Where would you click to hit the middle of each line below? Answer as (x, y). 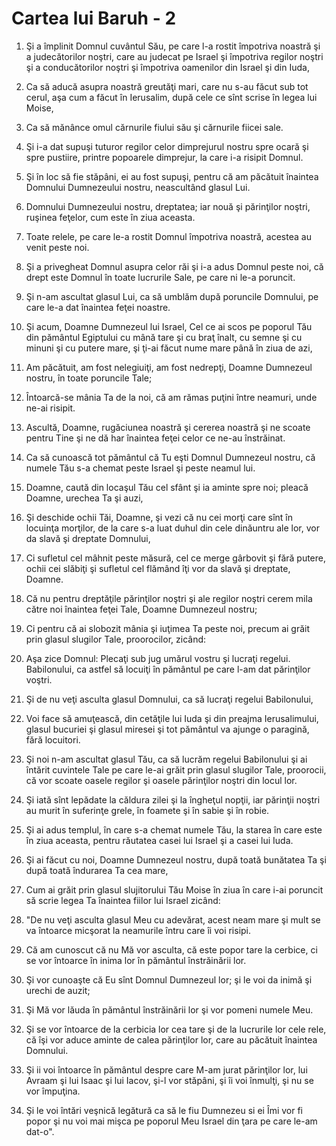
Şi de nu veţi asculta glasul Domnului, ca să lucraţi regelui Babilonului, (169, 699)
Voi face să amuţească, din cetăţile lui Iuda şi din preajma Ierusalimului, (172, 718)
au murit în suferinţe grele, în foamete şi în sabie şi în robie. (147, 810)
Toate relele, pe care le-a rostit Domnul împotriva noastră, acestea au (168, 236)
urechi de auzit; (58, 990)
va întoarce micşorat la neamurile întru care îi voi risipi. (138, 930)
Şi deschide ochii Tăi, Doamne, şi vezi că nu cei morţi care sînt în (159, 517)
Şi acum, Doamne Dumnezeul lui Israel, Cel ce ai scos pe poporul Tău (169, 326)
